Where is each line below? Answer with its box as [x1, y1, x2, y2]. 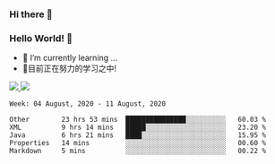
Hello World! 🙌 [9, 31, 73, 44]
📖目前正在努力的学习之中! [21, 63, 117, 74]
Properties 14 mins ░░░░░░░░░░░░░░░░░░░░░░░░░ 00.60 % [9, 139, 267, 148]
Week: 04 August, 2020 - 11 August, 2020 [9, 99, 167, 108]
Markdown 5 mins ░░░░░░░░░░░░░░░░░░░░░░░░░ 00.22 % [9, 147, 267, 156]
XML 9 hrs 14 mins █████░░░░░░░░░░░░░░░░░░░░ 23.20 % [9, 123, 267, 133]
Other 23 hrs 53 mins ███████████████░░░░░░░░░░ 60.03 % [9, 116, 267, 125]
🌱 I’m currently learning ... [21, 53, 118, 64]
